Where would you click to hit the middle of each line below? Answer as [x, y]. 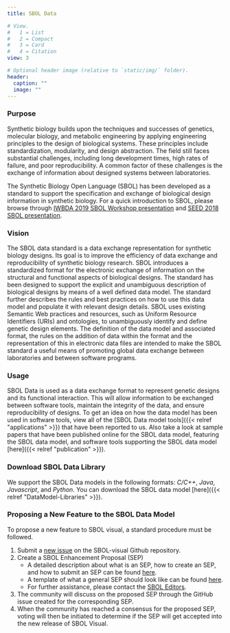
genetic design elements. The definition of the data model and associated [111, 329]
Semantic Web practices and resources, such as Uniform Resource [102, 313]
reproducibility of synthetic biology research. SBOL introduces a [98, 262]
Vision [18, 233]
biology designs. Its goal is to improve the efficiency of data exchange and [112, 255]
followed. [20, 537]
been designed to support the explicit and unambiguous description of [107, 284]
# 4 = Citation [32, 52]
